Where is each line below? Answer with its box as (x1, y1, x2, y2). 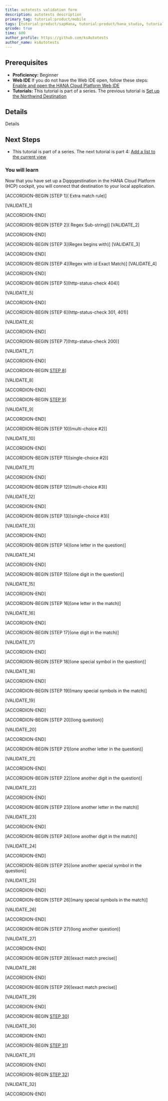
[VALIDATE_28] (5, 965, 36, 971)
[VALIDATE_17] (5, 639, 35, 645)
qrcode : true (5, 26, 32, 31)
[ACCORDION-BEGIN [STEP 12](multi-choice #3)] (5, 484, 107, 490)
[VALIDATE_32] (5, 1081, 36, 1087)
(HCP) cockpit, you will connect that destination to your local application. (5, 183, 155, 189)
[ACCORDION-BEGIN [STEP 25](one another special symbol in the (5, 863, 142, 869)
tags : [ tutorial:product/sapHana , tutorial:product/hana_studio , (5, 21, 144, 27)
